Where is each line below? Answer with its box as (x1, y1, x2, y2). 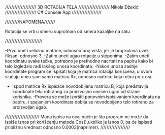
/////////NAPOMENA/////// (5, 19, 56, 25)
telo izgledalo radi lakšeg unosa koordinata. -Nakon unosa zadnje (5, 64, 138, 69)
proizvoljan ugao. (12, 104, 48, 110)
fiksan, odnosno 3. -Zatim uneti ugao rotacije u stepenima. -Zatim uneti (5, 53, 150, 59)
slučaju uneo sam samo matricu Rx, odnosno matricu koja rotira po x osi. (5, 74, 153, 79)
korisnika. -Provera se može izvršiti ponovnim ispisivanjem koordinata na (12, 94, 160, 100)
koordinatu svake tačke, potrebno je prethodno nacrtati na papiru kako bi (5, 58, 153, 64)
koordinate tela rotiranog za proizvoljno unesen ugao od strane (12, 89, 140, 94)
